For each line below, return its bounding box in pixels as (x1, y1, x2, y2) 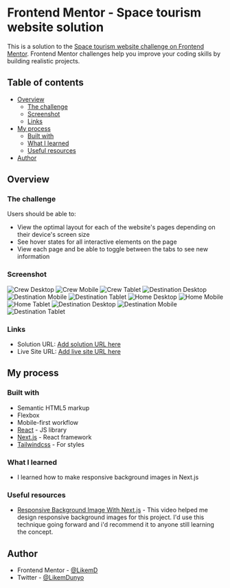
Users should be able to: (7, 210, 77, 218)
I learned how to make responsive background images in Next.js (16, 473, 199, 481)
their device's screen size (16, 231, 91, 239)
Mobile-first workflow (16, 418, 79, 426)
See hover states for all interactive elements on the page (16, 238, 177, 246)
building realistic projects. (7, 56, 80, 65)
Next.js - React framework (16, 432, 92, 441)
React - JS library (16, 426, 67, 434)
